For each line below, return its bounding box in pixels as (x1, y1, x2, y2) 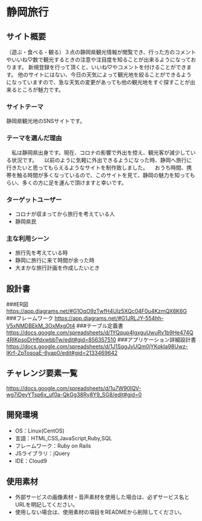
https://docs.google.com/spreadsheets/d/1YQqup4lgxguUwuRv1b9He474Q (6, 329, 194, 336)
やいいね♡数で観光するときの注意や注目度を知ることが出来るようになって (6, 56, 191, 63)
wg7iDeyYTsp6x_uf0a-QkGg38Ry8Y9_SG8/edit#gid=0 (6, 391, 142, 398)
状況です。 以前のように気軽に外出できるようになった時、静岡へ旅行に (11, 156, 192, 163)
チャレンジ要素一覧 (6, 368, 78, 378)
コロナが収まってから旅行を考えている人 (14, 210, 115, 217)
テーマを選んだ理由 (6, 134, 62, 142)
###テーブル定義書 (76, 322, 124, 329)
